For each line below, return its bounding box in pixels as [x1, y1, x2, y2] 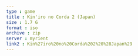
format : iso [6, 24, 38, 31]
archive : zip [6, 30, 41, 36]
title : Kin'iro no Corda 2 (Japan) [6, 14, 96, 20]
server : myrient [6, 36, 49, 41]
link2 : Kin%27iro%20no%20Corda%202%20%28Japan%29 [6, 41, 133, 47]
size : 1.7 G [6, 19, 38, 25]
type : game [6, 8, 35, 15]
